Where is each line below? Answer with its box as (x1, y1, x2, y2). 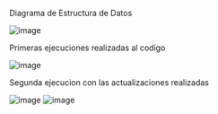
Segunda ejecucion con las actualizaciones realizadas (9, 77, 209, 88)
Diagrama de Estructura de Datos (9, 8, 133, 18)
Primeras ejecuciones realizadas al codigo (9, 42, 166, 53)
